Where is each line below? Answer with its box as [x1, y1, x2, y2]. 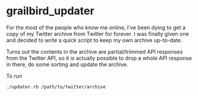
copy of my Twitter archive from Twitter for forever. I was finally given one [6, 30, 189, 37]
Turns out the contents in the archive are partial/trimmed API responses [6, 48, 183, 55]
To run [6, 72, 23, 79]
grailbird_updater [6, 4, 95, 18]
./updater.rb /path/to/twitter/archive [6, 83, 106, 90]
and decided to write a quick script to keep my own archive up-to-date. [6, 36, 183, 44]
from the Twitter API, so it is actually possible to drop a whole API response [6, 54, 192, 61]
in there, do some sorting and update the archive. [6, 61, 128, 68]
